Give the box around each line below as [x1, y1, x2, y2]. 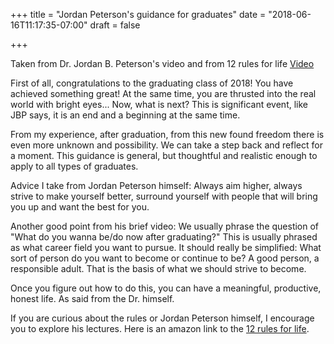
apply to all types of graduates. [10, 160, 139, 172]
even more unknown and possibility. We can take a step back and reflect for [10, 139, 323, 151]
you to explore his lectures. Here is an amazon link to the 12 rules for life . [10, 323, 310, 334]
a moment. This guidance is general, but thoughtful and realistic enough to [10, 150, 318, 161]
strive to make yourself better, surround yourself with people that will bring [10, 190, 318, 202]
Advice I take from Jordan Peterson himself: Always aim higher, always [10, 180, 303, 191]
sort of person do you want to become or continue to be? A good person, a [10, 252, 320, 264]
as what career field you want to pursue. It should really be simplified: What [10, 242, 322, 253]
